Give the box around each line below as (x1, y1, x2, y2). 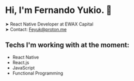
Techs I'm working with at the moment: (5, 41, 129, 49)
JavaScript (12, 64, 35, 70)
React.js (12, 59, 29, 65)
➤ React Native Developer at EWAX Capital (5, 21, 93, 27)
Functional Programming (12, 70, 63, 76)
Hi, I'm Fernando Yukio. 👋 (5, 4, 112, 16)
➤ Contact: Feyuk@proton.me (5, 26, 67, 32)
